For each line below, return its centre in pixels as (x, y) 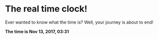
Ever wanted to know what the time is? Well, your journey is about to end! (79, 22)
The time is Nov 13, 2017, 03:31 (37, 31)
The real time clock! (46, 9)
